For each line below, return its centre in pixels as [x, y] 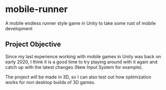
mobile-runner [37, 9]
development [19, 28]
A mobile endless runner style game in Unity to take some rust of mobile [80, 23]
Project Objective [33, 44]
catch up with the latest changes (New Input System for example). [74, 67]
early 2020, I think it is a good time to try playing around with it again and [81, 62]
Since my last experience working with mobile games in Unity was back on [83, 56]
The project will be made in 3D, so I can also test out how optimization [78, 77]
